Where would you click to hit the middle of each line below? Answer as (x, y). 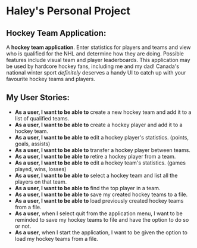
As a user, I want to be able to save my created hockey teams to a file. (101, 194)
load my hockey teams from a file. (56, 238)
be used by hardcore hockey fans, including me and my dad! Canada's (93, 66)
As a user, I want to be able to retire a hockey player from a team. (95, 156)
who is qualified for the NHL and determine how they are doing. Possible (95, 54)
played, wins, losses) (40, 169)
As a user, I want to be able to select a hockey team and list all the (96, 175)
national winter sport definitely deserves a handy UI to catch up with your (96, 72)
